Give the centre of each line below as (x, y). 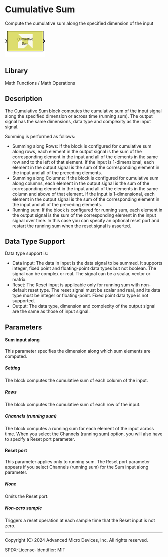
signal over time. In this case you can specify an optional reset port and (86, 220)
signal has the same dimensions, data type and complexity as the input (78, 121)
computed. (16, 356)
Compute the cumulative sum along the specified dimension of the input (79, 23)
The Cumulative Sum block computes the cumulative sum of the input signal (84, 111)
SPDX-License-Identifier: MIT (35, 550)
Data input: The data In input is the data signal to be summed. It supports (87, 263)
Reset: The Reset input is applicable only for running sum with (76, 285)
